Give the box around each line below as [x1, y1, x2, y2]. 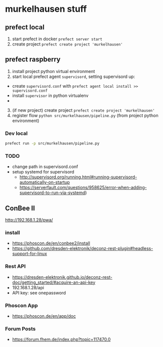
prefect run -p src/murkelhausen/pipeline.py [5, 141, 99, 146]
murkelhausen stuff [5, 3, 87, 15]
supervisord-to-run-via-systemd [19, 190, 86, 196]
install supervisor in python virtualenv [12, 92, 89, 99]
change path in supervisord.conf [12, 164, 78, 170]
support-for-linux [12, 251, 47, 257]
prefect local [5, 23, 45, 31]
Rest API [5, 263, 26, 270]
